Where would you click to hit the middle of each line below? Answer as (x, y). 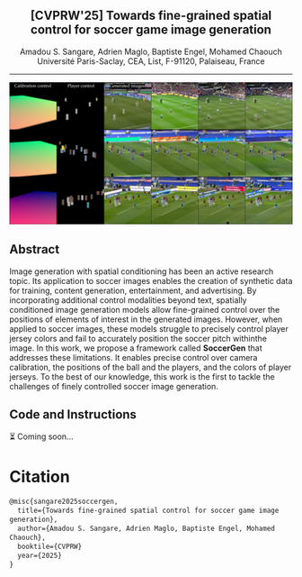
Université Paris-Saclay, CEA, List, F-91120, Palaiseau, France (151, 61)
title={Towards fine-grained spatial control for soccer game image (148, 511)
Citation (40, 476)
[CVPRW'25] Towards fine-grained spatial (151, 16)
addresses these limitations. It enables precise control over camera (133, 357)
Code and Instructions (73, 415)
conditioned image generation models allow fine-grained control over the (145, 309)
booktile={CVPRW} (50, 547)
